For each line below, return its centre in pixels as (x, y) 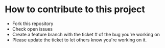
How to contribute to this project (75, 9)
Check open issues (32, 29)
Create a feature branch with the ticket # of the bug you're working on (86, 34)
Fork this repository (33, 23)
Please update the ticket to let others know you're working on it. (79, 40)
